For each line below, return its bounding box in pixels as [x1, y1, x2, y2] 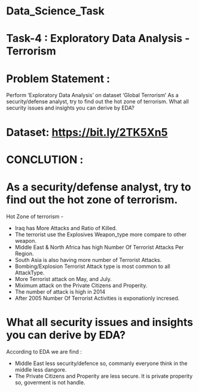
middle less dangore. [14, 366, 67, 373]
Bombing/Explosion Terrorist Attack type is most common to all [14, 263, 170, 270]
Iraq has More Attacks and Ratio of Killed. [14, 224, 118, 231]
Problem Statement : [6, 72, 111, 85]
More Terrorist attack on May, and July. [14, 275, 112, 282]
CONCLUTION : [6, 153, 84, 166]
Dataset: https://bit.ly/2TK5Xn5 [6, 125, 169, 139]
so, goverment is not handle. [14, 379, 85, 386]
